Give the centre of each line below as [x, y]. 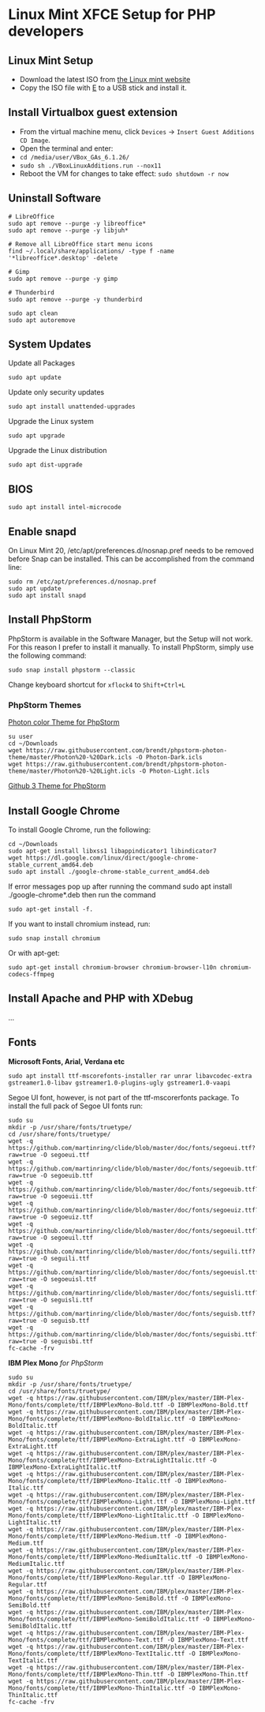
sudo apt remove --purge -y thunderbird [76, 299]
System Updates [50, 345]
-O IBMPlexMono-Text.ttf [207, 1639]
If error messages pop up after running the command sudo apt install [120, 886]
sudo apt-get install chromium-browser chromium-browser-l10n [112, 967]
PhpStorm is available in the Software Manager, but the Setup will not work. [131, 639]
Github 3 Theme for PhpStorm [57, 786]
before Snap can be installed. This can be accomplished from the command [131, 559]
